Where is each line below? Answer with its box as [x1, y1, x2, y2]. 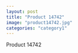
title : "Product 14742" [6, 14, 65, 20]
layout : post [6, 8, 38, 15]
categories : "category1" [6, 25, 67, 31]
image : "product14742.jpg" [6, 19, 73, 25]
